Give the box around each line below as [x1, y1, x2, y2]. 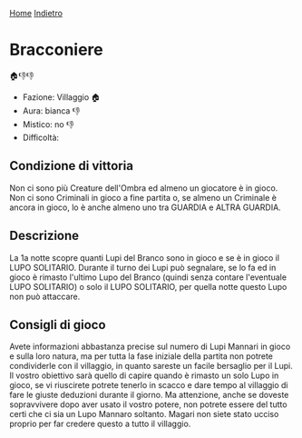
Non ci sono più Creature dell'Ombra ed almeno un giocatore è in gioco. [9, 182, 278, 194]
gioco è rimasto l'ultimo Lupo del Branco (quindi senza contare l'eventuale [9, 272, 287, 283]
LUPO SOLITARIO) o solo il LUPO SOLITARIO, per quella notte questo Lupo [9, 281, 287, 292]
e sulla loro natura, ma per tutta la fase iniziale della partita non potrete [9, 351, 274, 362]
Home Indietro [9, 8, 63, 18]
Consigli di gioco [9, 317, 106, 333]
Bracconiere [9, 40, 104, 60]
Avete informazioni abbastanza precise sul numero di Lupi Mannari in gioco [9, 341, 291, 353]
